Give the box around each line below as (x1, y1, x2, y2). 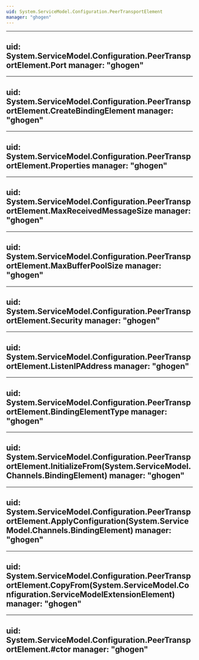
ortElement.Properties (6, 161, 91, 171)
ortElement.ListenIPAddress (6, 361, 113, 371)
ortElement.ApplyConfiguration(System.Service (6, 516, 190, 527)
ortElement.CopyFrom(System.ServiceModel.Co (6, 581, 190, 591)
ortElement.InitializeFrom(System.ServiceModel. (6, 461, 191, 471)
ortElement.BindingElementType (6, 407, 129, 417)
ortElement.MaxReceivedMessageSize (6, 206, 153, 216)
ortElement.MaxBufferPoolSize (6, 261, 124, 271)
